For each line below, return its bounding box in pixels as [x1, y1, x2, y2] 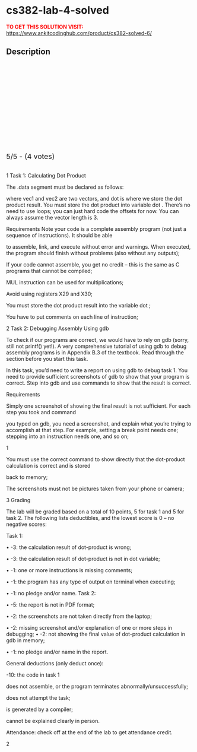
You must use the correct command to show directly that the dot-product [6, 455, 185, 463]
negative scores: [6, 521, 47, 528]
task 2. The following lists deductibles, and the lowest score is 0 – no [6, 514, 174, 521]
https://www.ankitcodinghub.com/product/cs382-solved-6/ [6, 29, 152, 36]
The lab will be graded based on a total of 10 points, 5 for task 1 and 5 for [6, 508, 185, 515]
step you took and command [6, 408, 76, 415]
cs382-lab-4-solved [6, 4, 110, 17]
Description [6, 47, 50, 57]
